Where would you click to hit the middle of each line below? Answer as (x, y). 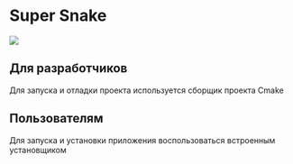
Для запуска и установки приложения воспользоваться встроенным (142, 140)
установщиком (38, 150)
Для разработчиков (69, 68)
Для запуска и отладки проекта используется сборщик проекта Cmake (146, 90)
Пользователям (56, 118)
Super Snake (58, 16)
